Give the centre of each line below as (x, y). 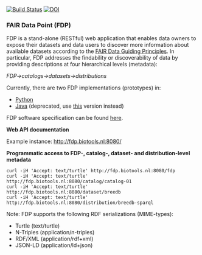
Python (24, 100)
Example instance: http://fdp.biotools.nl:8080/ (64, 141)
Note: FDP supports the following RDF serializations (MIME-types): (90, 214)
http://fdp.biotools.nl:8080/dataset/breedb (64, 192)
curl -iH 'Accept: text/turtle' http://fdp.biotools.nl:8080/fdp (91, 171)
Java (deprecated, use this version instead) (69, 106)
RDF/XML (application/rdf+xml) (54, 239)
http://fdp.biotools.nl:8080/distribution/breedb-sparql (80, 203)
